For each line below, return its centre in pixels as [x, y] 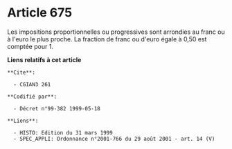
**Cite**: [21, 72]
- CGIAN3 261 [32, 84]
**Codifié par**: [32, 97]
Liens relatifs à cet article [44, 59]
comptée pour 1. [30, 46]
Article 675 [40, 13]
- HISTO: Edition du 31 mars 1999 [63, 132]
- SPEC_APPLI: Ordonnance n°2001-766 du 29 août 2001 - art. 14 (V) [114, 139]
